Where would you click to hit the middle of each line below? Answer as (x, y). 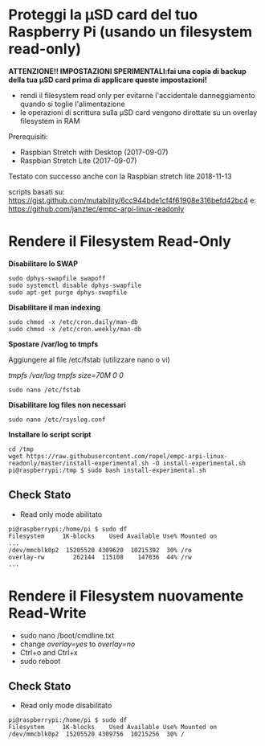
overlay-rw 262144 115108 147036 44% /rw (100, 557)
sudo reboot (40, 661)
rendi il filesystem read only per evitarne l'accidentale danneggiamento (137, 95)
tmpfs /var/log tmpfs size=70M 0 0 (66, 375)
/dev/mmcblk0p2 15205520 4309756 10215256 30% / (96, 734)
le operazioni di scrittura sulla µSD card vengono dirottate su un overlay (139, 112)
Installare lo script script (50, 434)
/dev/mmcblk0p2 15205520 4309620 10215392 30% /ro (100, 550)
